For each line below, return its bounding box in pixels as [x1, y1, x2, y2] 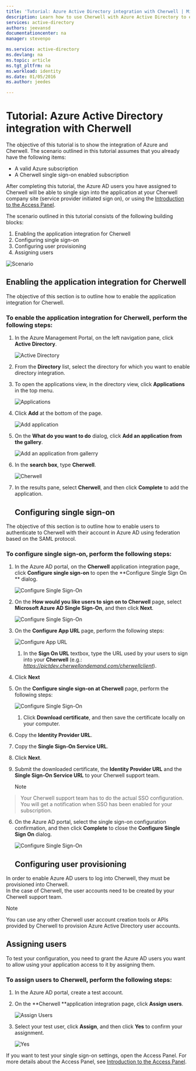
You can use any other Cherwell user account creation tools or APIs [6, 916, 169, 923]
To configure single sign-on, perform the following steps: [6, 550, 172, 558]
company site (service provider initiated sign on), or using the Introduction [6, 195, 185, 202]
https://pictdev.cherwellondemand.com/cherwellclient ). [23, 663, 157, 670]
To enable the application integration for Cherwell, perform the [6, 313, 188, 322]
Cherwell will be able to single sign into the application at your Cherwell [6, 189, 178, 196]
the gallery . [14, 439, 43, 446]
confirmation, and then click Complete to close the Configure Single [14, 824, 180, 832]
